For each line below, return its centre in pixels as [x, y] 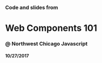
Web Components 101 [51, 28]
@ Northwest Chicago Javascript [46, 44]
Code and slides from [32, 7]
